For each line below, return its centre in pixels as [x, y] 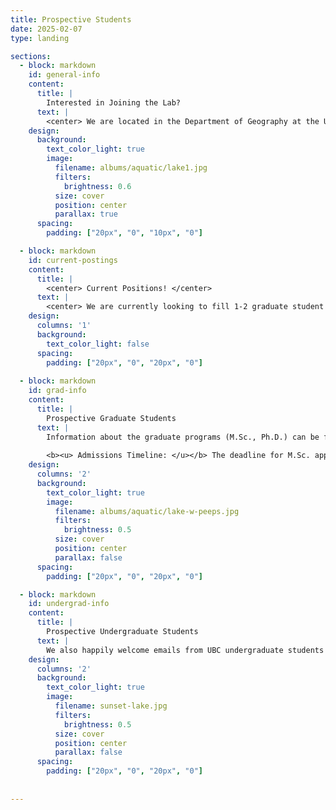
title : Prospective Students [71, 19]
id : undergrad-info [69, 604]
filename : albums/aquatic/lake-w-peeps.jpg [147, 511]
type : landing [40, 38]
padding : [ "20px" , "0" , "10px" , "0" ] [124, 233]
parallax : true [86, 214]
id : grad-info [57, 391]
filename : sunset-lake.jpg [111, 706]
